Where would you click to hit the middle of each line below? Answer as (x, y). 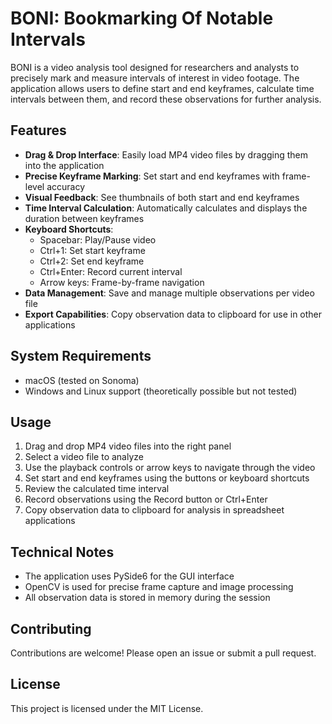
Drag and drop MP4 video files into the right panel (128, 446)
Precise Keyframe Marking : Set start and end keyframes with (152, 176)
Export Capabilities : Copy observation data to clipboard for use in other (173, 314)
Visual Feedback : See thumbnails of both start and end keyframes (162, 197)
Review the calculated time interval (97, 489)
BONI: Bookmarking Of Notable (142, 18)
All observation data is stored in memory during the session (147, 598)
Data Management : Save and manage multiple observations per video (169, 293)
